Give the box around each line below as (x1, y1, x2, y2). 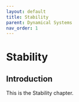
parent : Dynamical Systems (6, 19, 73, 25)
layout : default (6, 8, 46, 15)
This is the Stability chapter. (6, 90, 74, 97)
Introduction (6, 74, 53, 84)
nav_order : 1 (6, 25, 38, 31)
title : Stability (6, 14, 49, 20)
